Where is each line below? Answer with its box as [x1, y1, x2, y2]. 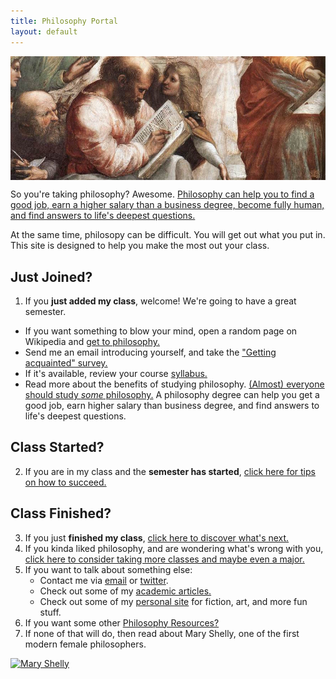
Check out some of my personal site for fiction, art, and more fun [39, 595, 308, 607]
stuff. [39, 606, 62, 618]
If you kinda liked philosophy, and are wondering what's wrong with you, [24, 542, 324, 554]
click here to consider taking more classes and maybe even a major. [24, 553, 305, 565]
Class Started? [10, 439, 105, 456]
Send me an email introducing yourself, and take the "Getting [24, 346, 277, 359]
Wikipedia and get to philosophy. [24, 336, 160, 348]
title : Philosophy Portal [10, 16, 118, 26]
